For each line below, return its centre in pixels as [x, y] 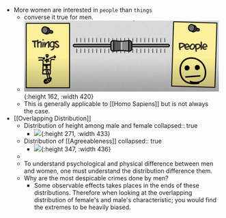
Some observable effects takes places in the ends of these [117, 185]
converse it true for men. [58, 17]
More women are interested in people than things [83, 10]
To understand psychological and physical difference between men [118, 163]
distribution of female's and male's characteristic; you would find [125, 200]
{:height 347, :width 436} [76, 149]
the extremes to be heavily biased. [82, 207]
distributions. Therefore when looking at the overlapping [113, 192]
